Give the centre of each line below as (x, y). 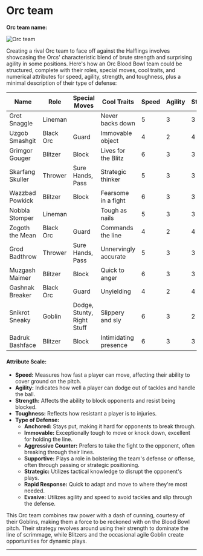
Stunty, (83, 313)
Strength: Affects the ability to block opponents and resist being (95, 401)
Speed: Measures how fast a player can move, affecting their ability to (102, 375)
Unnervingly (118, 249)
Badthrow (23, 256)
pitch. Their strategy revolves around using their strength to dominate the (98, 528)
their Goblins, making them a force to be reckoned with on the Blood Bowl (98, 522)
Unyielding (116, 291)
